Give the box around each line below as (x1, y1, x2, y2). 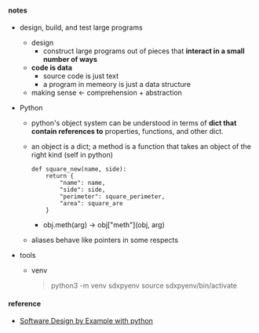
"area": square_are (59, 200, 123, 208)
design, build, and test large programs (19, 23, 143, 32)
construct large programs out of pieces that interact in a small (42, 46, 245, 56)
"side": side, (59, 186, 106, 194)
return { (46, 172, 75, 180)
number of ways (42, 55, 98, 64)
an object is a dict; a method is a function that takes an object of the (31, 142, 251, 151)
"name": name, (59, 179, 106, 187)
